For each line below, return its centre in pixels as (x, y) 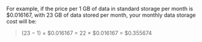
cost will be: (21, 21)
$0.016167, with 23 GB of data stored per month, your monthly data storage (101, 15)
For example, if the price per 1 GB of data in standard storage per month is (100, 9)
